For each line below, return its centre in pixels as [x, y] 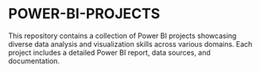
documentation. [34, 61]
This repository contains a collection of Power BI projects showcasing [122, 36]
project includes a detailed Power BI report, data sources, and [109, 52]
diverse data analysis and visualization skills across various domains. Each [130, 44]
